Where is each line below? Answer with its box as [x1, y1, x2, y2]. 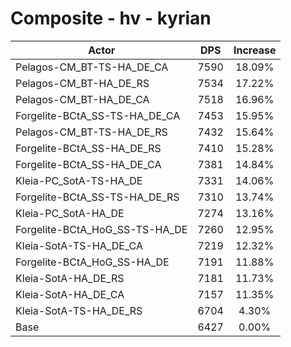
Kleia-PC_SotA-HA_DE [15, 206, 125, 220]
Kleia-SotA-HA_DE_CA [15, 287, 125, 301]
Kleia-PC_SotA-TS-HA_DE [15, 173, 143, 187]
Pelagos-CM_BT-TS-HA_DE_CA [15, 60, 169, 74]
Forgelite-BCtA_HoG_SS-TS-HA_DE [15, 222, 188, 236]
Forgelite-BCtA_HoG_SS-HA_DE [15, 255, 170, 269]
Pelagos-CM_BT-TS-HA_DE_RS [15, 125, 168, 139]
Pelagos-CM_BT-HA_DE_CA [15, 92, 150, 106]
